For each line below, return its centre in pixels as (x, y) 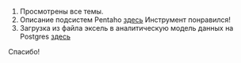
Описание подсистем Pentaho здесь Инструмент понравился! (125, 20)
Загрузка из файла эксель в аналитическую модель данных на (126, 28)
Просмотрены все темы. (61, 11)
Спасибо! (24, 52)
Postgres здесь (45, 36)
